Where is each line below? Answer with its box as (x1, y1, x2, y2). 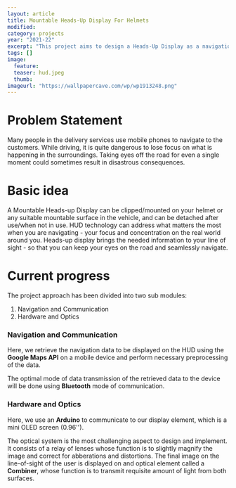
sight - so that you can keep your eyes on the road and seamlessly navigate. (7, 243, 228, 252)
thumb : (13, 75, 33, 83)
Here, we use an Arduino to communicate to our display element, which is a (7, 416, 227, 424)
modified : (7, 23, 37, 30)
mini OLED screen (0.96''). (7, 423, 84, 431)
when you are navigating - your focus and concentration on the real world (7, 229, 221, 237)
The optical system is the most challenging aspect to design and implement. (7, 437, 228, 445)
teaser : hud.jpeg (13, 69, 65, 76)
